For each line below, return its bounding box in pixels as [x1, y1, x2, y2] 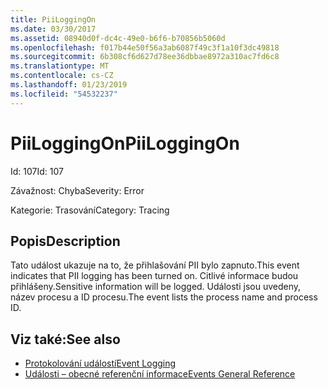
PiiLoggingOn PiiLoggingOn [10, 132, 240, 155]
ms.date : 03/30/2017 [10, 24, 97, 34]
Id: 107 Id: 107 [10, 165, 64, 177]
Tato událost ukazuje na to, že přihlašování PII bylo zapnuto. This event [10, 259, 300, 271]
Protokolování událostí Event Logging [24, 357, 177, 370]
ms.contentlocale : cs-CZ [10, 71, 114, 81]
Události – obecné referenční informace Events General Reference [24, 368, 296, 380]
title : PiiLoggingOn [10, 14, 97, 25]
